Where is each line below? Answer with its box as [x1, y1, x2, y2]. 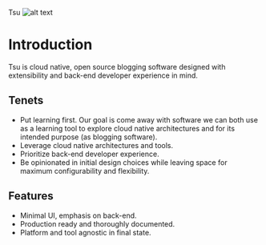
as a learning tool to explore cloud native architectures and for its [19, 123, 235, 133]
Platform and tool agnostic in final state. [19, 227, 151, 237]
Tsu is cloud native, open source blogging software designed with [8, 62, 226, 71]
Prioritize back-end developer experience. [19, 149, 159, 159]
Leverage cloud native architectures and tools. [19, 140, 174, 150]
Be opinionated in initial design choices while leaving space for [19, 157, 228, 167]
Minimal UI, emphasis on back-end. [19, 211, 138, 220]
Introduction [8, 36, 93, 54]
